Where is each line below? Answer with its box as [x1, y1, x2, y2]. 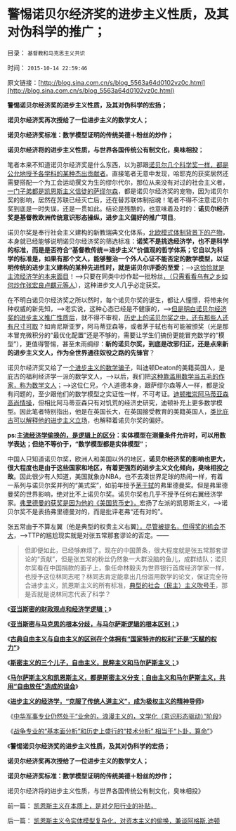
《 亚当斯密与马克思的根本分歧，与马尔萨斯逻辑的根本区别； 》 [7, 620, 179, 628]
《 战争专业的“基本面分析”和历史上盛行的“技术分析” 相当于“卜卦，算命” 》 [7, 726, 216, 735]
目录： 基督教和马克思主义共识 [7, 48, 86, 57]
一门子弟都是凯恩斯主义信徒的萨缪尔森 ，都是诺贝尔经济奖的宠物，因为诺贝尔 [7, 187, 229, 195]
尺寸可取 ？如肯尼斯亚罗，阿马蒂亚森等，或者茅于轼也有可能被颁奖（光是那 [13, 322, 229, 330]
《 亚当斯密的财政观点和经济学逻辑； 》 [7, 605, 112, 613]
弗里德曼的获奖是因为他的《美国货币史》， [20, 498, 140, 506]
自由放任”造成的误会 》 [16, 682, 79, 691]
